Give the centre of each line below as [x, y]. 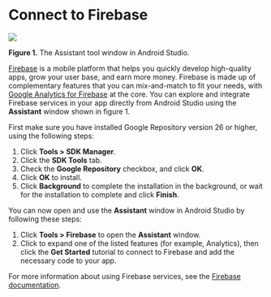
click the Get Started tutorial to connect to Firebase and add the [127, 252]
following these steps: [45, 219]
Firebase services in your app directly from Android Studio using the [123, 102]
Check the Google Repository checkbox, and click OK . [112, 169]
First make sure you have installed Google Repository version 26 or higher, [133, 127]
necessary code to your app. [68, 260]
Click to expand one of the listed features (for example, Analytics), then [140, 243]
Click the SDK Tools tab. [61, 160]
